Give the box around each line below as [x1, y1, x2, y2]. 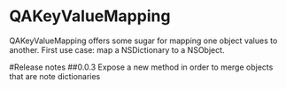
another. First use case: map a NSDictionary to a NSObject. [9, 44, 225, 55]
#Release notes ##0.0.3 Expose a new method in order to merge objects [9, 62, 274, 72]
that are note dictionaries [9, 70, 101, 81]
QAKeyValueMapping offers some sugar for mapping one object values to [9, 35, 278, 46]
